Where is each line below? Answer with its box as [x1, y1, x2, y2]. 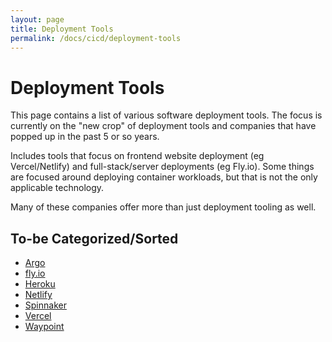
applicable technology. [10, 182, 105, 194]
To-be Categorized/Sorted [10, 230, 179, 247]
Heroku [24, 278, 56, 290]
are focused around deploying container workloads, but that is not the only [10, 171, 318, 183]
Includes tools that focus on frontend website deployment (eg [10, 150, 265, 162]
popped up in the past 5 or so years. [10, 131, 160, 143]
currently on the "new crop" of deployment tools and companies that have [10, 120, 317, 132]
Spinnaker [24, 299, 67, 311]
